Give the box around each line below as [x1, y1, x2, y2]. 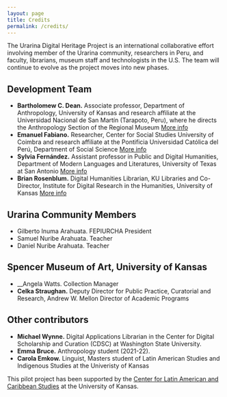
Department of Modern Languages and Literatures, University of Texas [16, 160, 217, 168]
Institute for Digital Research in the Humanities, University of [42, 182, 213, 190]
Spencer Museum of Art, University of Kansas [7, 261, 207, 273]
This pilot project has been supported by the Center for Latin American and [7, 374, 219, 383]
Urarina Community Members [7, 208, 137, 220]
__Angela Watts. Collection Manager [16, 279, 119, 288]
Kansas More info [16, 189, 67, 197]
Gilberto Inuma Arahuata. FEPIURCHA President [16, 227, 152, 235]
